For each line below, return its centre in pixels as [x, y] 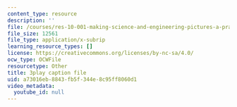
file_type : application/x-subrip [56, 40]
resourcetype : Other [38, 66]
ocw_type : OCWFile [34, 60]
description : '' [31, 20]
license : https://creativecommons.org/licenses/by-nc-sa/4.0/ [101, 53]
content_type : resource [42, 14]
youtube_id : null [39, 92]
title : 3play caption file [47, 73]
